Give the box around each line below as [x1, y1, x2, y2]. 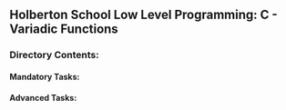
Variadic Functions [9, 22, 118, 37]
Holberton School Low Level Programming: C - [9, 7, 278, 23]
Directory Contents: [9, 49, 99, 62]
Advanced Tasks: [9, 92, 77, 103]
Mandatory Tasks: [9, 71, 80, 82]
